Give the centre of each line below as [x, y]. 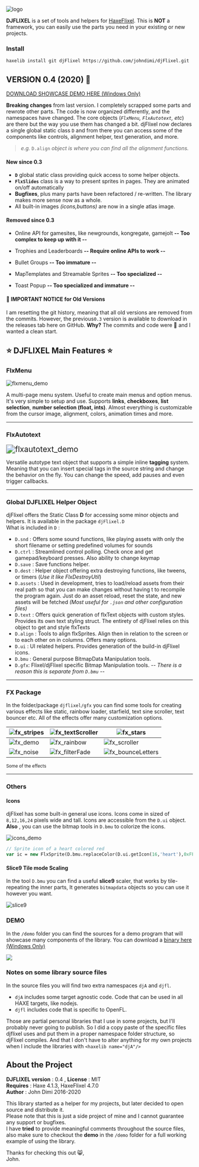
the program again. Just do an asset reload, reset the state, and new [98, 596]
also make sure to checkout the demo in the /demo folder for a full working [96, 1135]
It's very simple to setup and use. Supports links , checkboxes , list [87, 401]
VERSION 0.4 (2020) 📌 [49, 79]
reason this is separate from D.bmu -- [60, 671]
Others [16, 787]
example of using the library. [41, 1141]
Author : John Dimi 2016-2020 [44, 1092]
